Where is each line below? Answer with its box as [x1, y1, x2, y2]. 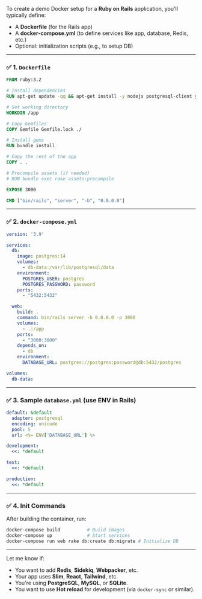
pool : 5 [11, 426, 31, 433]
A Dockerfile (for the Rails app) [14, 24, 93, 30]
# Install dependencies [6, 87, 66, 94]
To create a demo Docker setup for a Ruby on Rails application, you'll [6, 5, 179, 12]
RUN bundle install [6, 143, 55, 149]
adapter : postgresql [11, 415, 63, 421]
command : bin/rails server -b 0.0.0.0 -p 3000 [17, 315, 136, 321]
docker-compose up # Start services [6, 532, 130, 539]
